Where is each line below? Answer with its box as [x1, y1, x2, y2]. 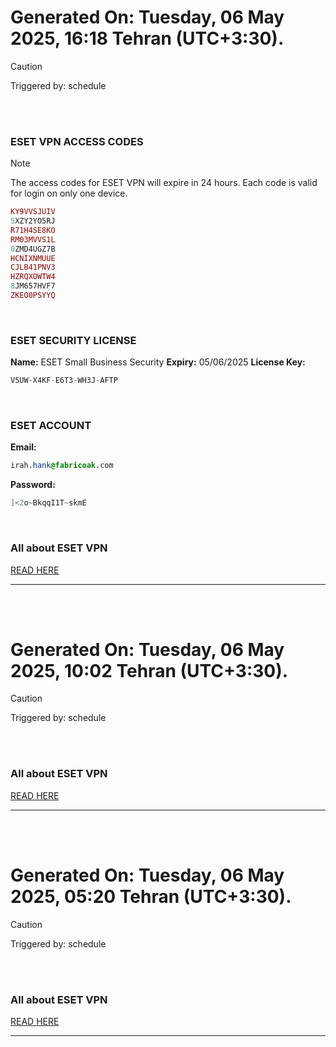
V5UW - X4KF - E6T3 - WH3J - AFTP [10, 376, 118, 386]
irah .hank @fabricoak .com [10, 461, 114, 471]
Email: [10, 441, 37, 453]
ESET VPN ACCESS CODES [10, 134, 144, 148]
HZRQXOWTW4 [10, 272, 56, 282]
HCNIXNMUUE [10, 253, 56, 263]
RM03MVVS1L [10, 234, 56, 245]
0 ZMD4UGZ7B [10, 244, 56, 254]
